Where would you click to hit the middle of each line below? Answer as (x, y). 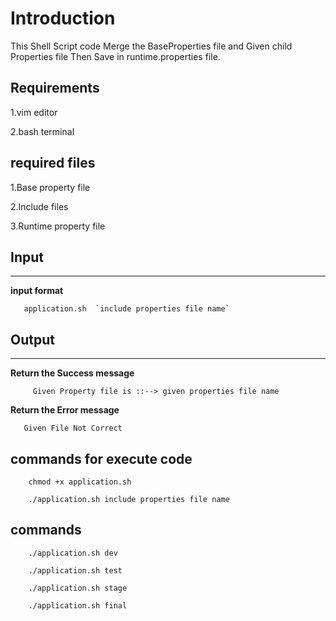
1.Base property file (50, 187)
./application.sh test (75, 570)
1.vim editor (34, 112)
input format (37, 291)
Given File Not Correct (73, 428)
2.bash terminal (42, 131)
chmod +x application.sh (80, 482)
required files (53, 163)
